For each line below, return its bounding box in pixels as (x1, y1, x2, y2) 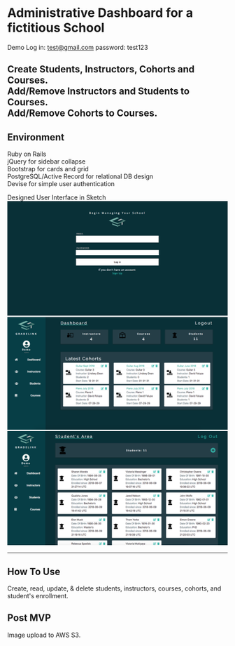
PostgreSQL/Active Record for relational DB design (7, 172, 154, 180)
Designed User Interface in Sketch (7, 193, 106, 202)
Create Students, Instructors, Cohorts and (7, 63, 194, 75)
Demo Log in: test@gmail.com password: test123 (7, 43, 148, 51)
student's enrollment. (7, 592, 69, 600)
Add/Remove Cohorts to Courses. (7, 107, 158, 119)
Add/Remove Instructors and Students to (7, 86, 190, 98)
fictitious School (7, 20, 105, 36)
